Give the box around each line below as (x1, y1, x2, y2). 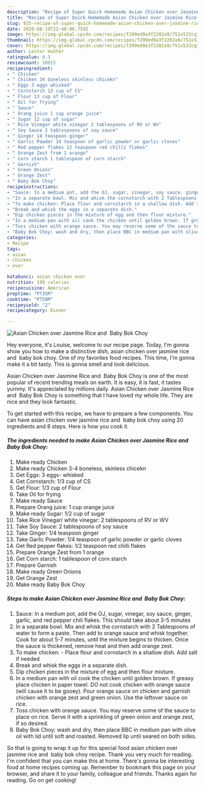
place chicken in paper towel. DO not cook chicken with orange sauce (15, 681, 191, 689)
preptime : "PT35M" (7, 291, 53, 297)
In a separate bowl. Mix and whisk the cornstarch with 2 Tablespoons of (15, 623, 196, 630)
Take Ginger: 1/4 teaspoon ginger (15, 529, 99, 537)
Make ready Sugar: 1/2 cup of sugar (15, 510, 105, 518)
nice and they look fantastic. (7, 398, 77, 405)
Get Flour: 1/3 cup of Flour (15, 484, 81, 491)
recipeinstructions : (7, 184, 59, 190)
